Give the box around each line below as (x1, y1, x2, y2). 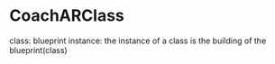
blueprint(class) (9, 44, 68, 55)
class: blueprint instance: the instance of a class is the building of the (9, 35, 267, 46)
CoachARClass (9, 5, 124, 26)
